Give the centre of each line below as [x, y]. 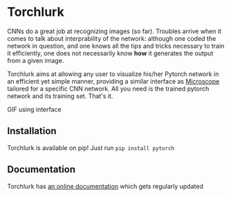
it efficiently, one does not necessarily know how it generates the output [110, 53]
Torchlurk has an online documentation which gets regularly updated [105, 186]
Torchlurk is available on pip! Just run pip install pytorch [91, 148]
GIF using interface [35, 109]
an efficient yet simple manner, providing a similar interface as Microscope [113, 81]
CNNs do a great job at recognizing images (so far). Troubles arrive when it [114, 31]
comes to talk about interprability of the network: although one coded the [112, 38]
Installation [32, 131]
